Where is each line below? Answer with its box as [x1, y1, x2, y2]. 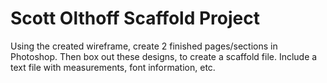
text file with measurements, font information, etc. [10, 61, 216, 73]
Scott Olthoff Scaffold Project [10, 7, 260, 30]
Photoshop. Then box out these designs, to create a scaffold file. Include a [10, 50, 318, 62]
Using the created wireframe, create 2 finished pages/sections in [10, 40, 278, 52]
